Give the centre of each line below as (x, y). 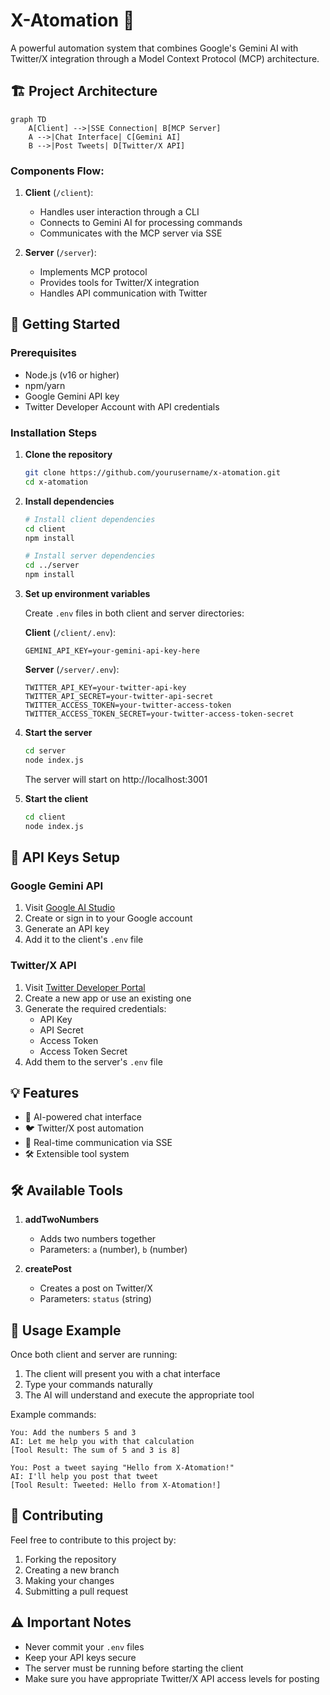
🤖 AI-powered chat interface (83, 1117)
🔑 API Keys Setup (65, 857)
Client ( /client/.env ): (70, 633)
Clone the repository (68, 455)
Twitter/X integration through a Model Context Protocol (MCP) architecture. (165, 58)
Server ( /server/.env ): (72, 670)
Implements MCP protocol (93, 272)
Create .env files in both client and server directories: (134, 613)
